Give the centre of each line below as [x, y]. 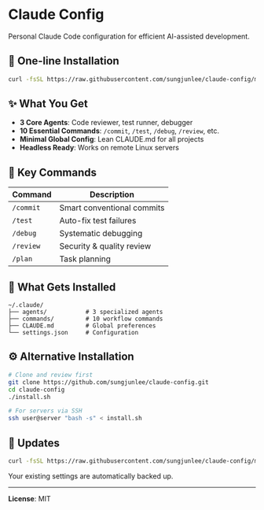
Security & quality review [105, 246]
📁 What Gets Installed [62, 287]
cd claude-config [37, 390]
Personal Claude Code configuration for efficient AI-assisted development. [129, 36]
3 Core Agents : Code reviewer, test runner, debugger [106, 123]
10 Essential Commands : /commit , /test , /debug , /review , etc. [119, 131]
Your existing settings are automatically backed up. [91, 476]
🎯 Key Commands [52, 172]
